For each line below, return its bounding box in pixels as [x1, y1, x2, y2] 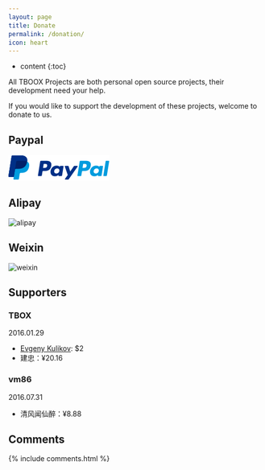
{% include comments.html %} [8, 454, 110, 464]
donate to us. [8, 109, 52, 120]
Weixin [8, 241, 44, 255]
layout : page [8, 13, 52, 21]
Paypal [8, 133, 44, 146]
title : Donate [8, 21, 56, 30]
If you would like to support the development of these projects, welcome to [8, 101, 258, 111]
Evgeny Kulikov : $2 [19, 344, 85, 353]
